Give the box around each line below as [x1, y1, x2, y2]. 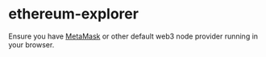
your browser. [8, 39, 55, 49]
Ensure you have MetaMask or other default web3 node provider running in [8, 31, 259, 41]
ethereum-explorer [8, 5, 139, 23]
